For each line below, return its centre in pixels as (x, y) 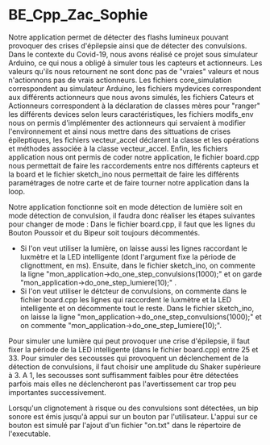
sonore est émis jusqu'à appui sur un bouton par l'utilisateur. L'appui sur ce (133, 416)
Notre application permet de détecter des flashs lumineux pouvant (118, 37)
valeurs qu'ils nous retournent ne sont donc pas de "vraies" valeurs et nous (134, 71)
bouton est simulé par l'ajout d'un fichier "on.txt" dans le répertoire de (125, 425)
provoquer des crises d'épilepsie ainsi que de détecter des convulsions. (128, 45)
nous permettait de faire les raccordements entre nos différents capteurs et (134, 165)
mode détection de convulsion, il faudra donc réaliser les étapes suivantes (132, 215)
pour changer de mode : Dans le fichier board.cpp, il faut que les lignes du (132, 224)
